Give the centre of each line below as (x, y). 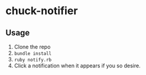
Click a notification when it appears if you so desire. (77, 66)
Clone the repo (32, 47)
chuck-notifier (42, 11)
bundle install (33, 54)
